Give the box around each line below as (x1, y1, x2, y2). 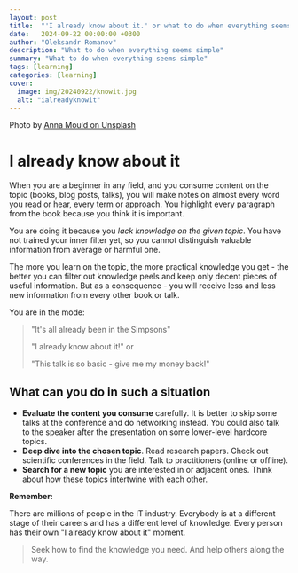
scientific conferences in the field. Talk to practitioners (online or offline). (21, 455, 288, 466)
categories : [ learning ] (9, 71, 98, 80)
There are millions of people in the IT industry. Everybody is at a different (9, 508, 277, 519)
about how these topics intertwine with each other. (21, 474, 208, 484)
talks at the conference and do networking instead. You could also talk (21, 418, 280, 428)
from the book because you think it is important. (9, 208, 184, 219)
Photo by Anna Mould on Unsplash (9, 120, 136, 130)
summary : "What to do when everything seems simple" (9, 54, 208, 63)
